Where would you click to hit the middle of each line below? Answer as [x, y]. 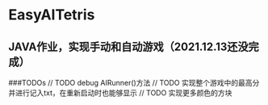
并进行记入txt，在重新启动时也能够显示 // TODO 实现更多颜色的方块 [120, 93]
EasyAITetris [52, 15]
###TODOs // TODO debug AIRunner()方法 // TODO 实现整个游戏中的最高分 [134, 83]
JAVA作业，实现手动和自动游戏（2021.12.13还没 [128, 46]
